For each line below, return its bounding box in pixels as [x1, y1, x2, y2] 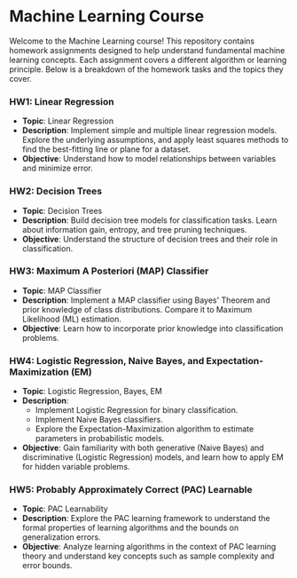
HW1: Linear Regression [9, 95, 115, 107]
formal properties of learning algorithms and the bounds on [21, 522, 239, 534]
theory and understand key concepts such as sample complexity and [21, 550, 275, 561]
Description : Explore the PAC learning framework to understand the [21, 513, 270, 524]
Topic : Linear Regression [21, 115, 114, 126]
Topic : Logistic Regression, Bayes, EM [21, 386, 162, 397]
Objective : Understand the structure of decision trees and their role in [21, 234, 278, 244]
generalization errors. [21, 532, 101, 542]
